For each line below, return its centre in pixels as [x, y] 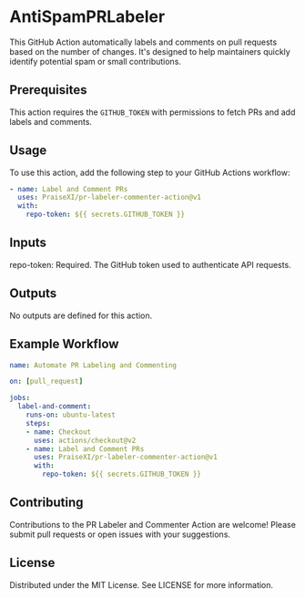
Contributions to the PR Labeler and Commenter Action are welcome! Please [152, 524]
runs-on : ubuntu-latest [71, 415]
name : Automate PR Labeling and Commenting [93, 365]
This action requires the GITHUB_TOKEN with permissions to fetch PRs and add [152, 112]
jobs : [20, 398]
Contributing [46, 503]
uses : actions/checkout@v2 [85, 440]
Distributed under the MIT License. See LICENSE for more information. [142, 584]
